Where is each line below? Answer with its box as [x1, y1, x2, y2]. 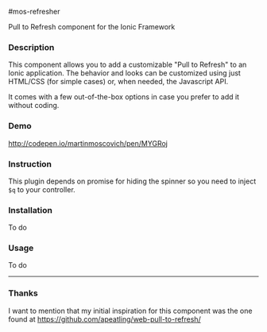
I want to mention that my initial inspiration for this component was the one [8, 306, 253, 315]
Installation [8, 204, 53, 215]
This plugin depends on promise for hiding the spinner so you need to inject [8, 176, 257, 186]
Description [8, 41, 55, 52]
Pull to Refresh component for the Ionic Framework [8, 22, 176, 31]
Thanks [8, 288, 38, 299]
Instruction [8, 158, 52, 169]
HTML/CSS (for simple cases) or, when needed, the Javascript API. [8, 77, 229, 87]
